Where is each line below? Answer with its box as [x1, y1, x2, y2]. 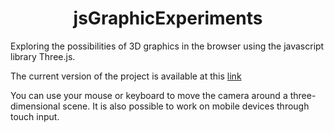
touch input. [10, 110, 60, 122]
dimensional [10, 100, 61, 112]
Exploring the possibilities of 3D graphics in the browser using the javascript [10, 40, 325, 52]
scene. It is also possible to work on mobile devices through [62, 100, 310, 112]
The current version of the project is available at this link [10, 70, 242, 82]
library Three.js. [10, 50, 76, 62]
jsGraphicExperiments [73, 7, 263, 30]
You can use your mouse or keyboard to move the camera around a [10, 89, 288, 101]
